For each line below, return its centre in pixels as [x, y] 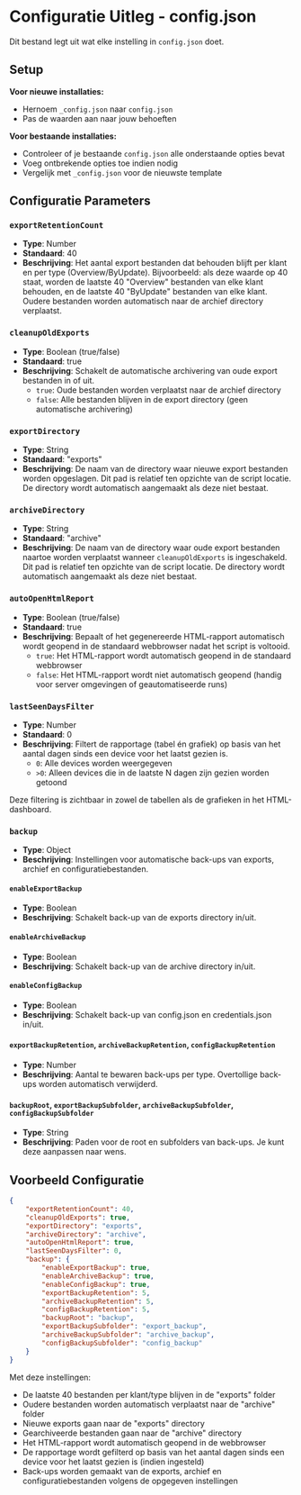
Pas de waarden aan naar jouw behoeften [99, 118]
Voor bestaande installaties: [63, 136]
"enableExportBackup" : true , [96, 1268]
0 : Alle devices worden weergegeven [104, 763]
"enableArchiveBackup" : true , [98, 1276]
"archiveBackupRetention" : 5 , [98, 1301]
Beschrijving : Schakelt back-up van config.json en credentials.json [147, 1014]
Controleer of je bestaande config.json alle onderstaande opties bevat [154, 153]
